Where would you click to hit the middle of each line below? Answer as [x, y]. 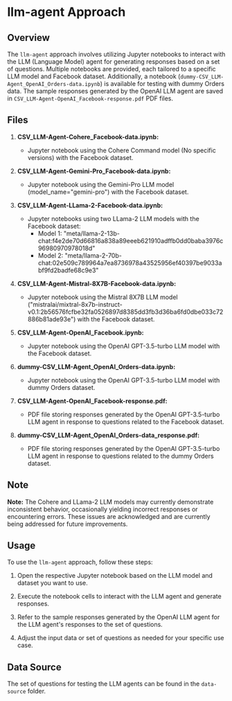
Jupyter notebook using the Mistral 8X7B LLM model [102, 297]
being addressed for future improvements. [68, 524]
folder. [37, 691]
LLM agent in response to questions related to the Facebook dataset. [126, 422]
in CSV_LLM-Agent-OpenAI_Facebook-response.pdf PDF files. [90, 98]
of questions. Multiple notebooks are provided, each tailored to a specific [111, 69]
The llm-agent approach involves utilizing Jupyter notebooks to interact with [116, 54]
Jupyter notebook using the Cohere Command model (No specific [122, 150]
